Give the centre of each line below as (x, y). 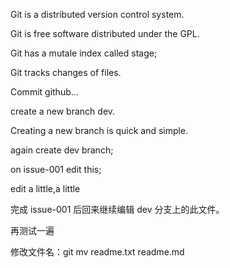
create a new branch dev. (63, 111)
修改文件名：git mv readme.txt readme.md (97, 252)
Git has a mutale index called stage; (84, 53)
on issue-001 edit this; (56, 169)
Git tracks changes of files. (66, 72)
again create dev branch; (62, 150)
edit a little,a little (45, 188)
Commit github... (44, 92)
